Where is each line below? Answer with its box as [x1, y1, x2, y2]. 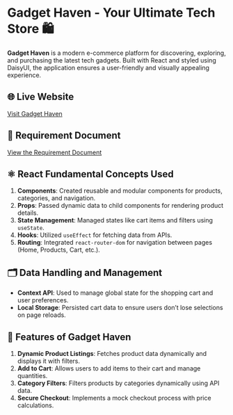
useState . [17, 224, 45, 232]
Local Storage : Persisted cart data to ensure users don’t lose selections [17, 304, 224, 312]
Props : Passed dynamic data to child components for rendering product [17, 202, 224, 210]
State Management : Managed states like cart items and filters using [17, 216, 214, 225]
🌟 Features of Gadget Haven [7, 331, 131, 343]
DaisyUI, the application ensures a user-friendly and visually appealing [7, 63, 210, 72]
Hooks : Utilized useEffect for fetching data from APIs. [17, 231, 172, 239]
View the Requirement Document [7, 148, 102, 156]
